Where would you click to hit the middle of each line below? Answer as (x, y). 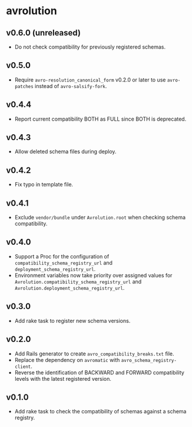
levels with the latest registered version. (63, 379)
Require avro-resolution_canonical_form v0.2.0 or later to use (90, 80)
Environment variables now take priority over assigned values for (93, 275)
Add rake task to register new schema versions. (72, 321)
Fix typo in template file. (44, 185)
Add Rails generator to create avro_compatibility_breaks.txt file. (95, 354)
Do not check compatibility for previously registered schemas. (90, 47)
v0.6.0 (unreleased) (44, 33)
